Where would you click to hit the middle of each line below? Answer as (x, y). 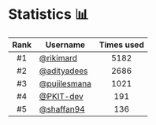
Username (65, 45)
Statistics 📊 (48, 15)
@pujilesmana (65, 83)
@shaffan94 (62, 108)
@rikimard (58, 57)
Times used (121, 45)
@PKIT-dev (61, 96)
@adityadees (63, 71)
